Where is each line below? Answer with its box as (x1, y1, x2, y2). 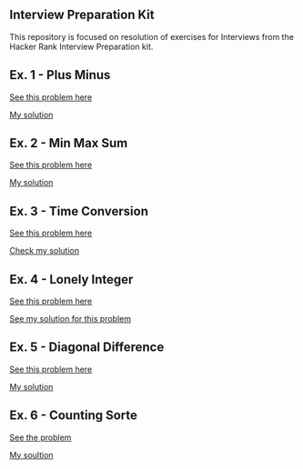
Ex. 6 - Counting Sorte (9, 408, 138, 424)
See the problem (9, 432, 72, 443)
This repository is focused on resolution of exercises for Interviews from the (9, 31, 294, 42)
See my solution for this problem (9, 314, 132, 324)
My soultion (9, 449, 54, 460)
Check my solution (9, 245, 80, 256)
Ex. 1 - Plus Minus (9, 67, 111, 83)
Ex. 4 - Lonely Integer (9, 272, 134, 287)
